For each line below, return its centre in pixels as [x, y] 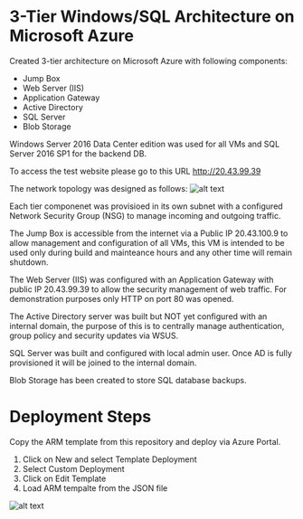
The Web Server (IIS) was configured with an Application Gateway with [142, 279]
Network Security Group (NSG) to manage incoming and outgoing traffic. [145, 215]
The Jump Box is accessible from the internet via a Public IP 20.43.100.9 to [149, 233]
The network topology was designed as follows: [99, 188]
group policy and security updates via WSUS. [94, 335]
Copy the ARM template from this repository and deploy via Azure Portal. [145, 441]
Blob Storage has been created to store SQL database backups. [128, 380]
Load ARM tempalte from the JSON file [95, 488]
